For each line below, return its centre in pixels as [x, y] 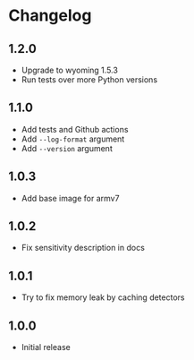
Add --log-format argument [73, 139]
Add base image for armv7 [70, 198]
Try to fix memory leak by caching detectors [103, 297]
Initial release [46, 347]
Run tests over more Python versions [89, 80]
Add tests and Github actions [75, 129]
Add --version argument [67, 148]
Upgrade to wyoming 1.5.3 [69, 70]
